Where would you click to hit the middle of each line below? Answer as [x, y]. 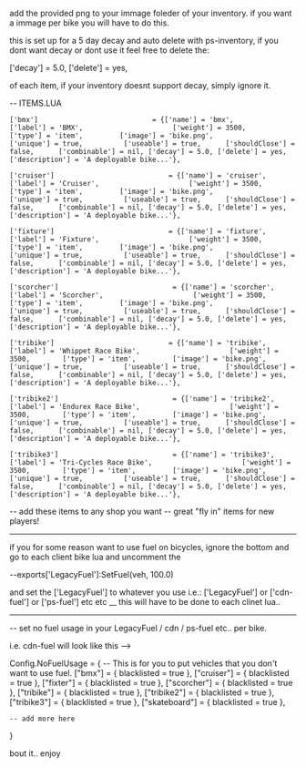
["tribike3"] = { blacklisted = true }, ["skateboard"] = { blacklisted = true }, [148, 702]
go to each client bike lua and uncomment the [95, 557]
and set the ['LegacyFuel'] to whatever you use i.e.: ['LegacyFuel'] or [139, 592]
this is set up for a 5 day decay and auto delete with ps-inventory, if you [144, 41]
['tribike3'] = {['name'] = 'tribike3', [142, 455]
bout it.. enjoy [35, 753]
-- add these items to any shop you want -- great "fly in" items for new [142, 511]
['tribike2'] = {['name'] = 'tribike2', [142, 399]
